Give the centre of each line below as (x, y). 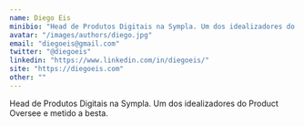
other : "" (28, 78)
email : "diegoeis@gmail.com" (65, 43)
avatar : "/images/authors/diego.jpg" (81, 35)
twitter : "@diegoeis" (51, 52)
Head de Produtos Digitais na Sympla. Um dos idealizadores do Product (144, 103)
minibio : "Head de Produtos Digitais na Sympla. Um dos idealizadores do (152, 26)
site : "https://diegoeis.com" (67, 69)
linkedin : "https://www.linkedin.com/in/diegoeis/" (109, 60)
